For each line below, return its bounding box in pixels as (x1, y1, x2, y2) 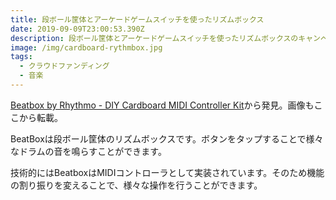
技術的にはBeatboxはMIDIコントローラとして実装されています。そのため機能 (10, 166, 325, 178)
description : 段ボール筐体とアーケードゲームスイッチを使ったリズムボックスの (10, 33, 299, 43)
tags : (10, 52, 33, 62)
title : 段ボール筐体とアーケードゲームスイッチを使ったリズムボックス (10, 14, 265, 25)
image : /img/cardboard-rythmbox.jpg (10, 42, 163, 53)
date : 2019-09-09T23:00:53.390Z (10, 24, 145, 34)
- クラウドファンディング (19, 61, 110, 71)
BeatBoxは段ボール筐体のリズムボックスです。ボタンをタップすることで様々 (10, 132, 324, 145)
